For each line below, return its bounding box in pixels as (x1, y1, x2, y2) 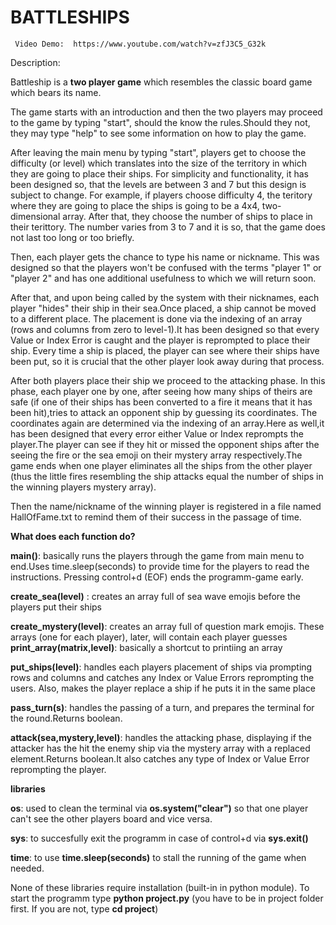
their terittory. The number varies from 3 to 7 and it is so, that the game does (10, 221, 326, 233)
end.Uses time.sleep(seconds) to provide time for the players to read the (10, 560, 310, 572)
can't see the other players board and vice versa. (10, 812, 213, 825)
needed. (10, 862, 45, 874)
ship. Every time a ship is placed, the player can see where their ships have (10, 344, 320, 356)
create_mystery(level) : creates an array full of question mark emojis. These (10, 620, 325, 632)
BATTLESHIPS (10, 6, 130, 29)
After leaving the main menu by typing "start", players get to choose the (10, 146, 307, 158)
